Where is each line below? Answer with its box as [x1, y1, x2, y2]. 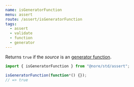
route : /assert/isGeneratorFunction [5, 17, 82, 22]
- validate [10, 31, 33, 36]
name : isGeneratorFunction [5, 7, 62, 13]
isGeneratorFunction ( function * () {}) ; [5, 72, 87, 78]
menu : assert [5, 12, 33, 17]
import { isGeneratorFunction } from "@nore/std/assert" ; [5, 63, 130, 68]
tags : [5, 21, 17, 27]
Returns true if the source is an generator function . [5, 54, 112, 60]
